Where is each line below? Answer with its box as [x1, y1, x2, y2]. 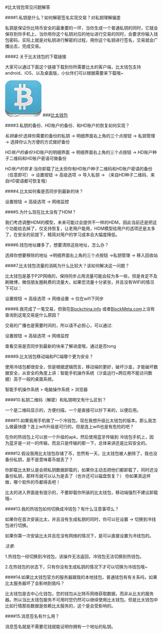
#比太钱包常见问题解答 [5, 4, 50, 10]
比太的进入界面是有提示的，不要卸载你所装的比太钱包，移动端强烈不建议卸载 [5, 490, 158, 495]
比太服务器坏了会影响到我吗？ [5, 580, 65, 586]
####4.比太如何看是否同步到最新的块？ [5, 188, 84, 194]
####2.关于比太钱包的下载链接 [5, 54, 67, 59]
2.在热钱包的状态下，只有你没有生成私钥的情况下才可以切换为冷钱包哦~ [5, 564, 148, 570]
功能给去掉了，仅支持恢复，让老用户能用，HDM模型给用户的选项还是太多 [9, 226, 156, 231]
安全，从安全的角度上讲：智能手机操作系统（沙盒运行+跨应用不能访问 [9, 370, 148, 376]
